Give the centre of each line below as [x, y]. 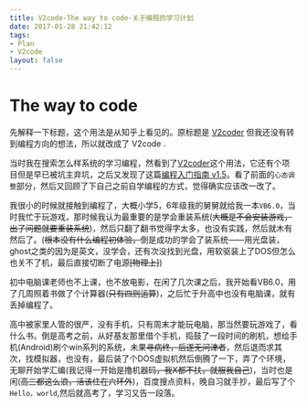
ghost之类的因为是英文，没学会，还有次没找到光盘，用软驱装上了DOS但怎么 [153, 251]
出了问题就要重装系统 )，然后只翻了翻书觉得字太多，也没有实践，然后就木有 [151, 228]
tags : [20, 35]
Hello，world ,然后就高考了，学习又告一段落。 [95, 392]
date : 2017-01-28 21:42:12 [61, 27]
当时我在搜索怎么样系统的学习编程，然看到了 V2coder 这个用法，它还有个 [146, 163]
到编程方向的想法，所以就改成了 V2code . [88, 144]
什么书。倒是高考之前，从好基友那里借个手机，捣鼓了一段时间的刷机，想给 [149, 336]
